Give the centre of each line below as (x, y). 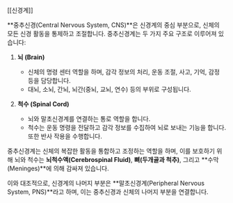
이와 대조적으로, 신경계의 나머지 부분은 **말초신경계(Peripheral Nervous (106, 183)
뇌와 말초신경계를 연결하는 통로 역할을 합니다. (89, 119)
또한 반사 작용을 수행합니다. (65, 136)
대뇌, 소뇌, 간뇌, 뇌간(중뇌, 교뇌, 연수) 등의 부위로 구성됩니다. (109, 89)
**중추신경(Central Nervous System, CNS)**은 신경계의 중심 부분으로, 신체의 (114, 25)
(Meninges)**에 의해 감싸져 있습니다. (58, 168)
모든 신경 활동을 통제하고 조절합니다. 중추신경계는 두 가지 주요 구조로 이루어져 (112, 34)
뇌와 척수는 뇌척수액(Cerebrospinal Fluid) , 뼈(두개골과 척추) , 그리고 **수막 (116, 160)
